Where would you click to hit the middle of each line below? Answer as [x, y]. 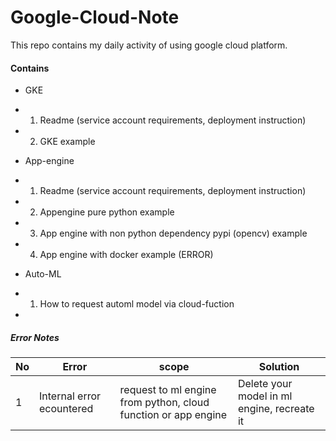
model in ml [265, 396]
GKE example [67, 142]
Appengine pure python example [107, 212]
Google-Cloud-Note [95, 17]
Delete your [265, 384]
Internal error [70, 396]
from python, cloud [164, 403]
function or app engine [173, 415]
